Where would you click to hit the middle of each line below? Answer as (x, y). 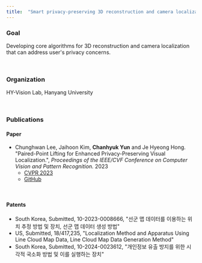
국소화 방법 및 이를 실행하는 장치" (65, 254)
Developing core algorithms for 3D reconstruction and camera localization (98, 46)
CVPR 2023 (38, 173)
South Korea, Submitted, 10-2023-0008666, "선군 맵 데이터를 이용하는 (100, 219)
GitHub (33, 179)
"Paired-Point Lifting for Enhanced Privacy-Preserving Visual (90, 154)
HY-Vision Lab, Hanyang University (50, 92)
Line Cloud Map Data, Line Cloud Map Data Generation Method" (94, 239)
